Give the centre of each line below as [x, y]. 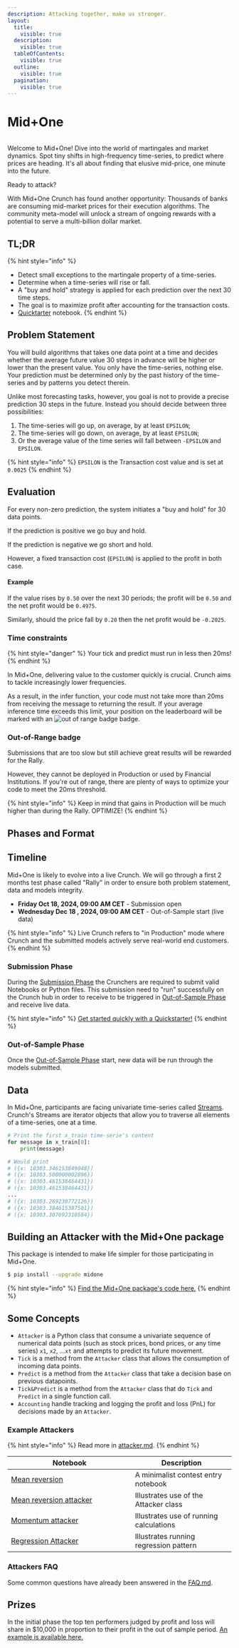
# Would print [28, 1161]
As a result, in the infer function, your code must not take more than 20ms [116, 696]
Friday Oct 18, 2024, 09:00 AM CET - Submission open [100, 904]
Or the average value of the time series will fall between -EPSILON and [119, 440]
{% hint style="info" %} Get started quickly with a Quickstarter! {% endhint [117, 1018]
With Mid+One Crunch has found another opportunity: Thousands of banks [118, 199]
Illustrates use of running [176, 1516]
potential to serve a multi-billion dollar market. [75, 221]
